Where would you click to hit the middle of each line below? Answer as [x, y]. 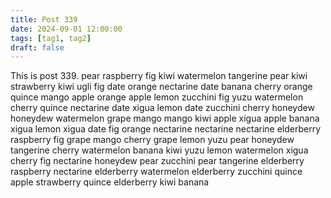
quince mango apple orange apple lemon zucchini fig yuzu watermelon [157, 97]
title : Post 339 [44, 19]
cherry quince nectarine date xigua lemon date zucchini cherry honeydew [162, 108]
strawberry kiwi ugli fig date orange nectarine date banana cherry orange [161, 87]
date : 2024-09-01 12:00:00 [66, 29]
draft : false [37, 47]
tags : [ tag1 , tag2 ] [51, 38]
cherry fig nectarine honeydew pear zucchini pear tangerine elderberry [157, 161]
